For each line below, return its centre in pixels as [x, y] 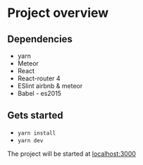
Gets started [35, 115]
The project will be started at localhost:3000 [71, 154]
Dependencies [40, 39]
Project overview [58, 13]
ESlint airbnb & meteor [50, 86]
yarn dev [30, 140]
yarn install [37, 133]
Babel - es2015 [39, 93]
